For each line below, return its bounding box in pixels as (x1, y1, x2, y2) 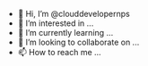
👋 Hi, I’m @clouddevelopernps (17, 9, 130, 19)
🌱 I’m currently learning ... (17, 28, 114, 37)
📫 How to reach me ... (17, 47, 101, 57)
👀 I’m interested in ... (17, 18, 94, 29)
